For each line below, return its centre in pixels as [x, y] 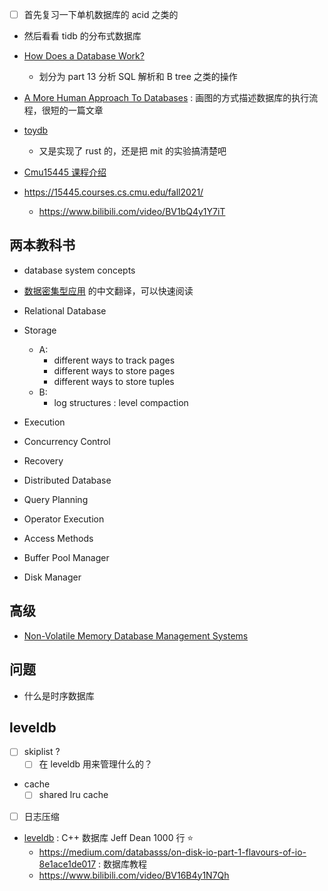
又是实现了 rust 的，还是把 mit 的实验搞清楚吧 [132, 151]
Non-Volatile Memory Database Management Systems [136, 635]
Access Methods [58, 538]
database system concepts [79, 270]
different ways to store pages [114, 370]
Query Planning [56, 499]
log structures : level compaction [121, 402]
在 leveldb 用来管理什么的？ [96, 764]
